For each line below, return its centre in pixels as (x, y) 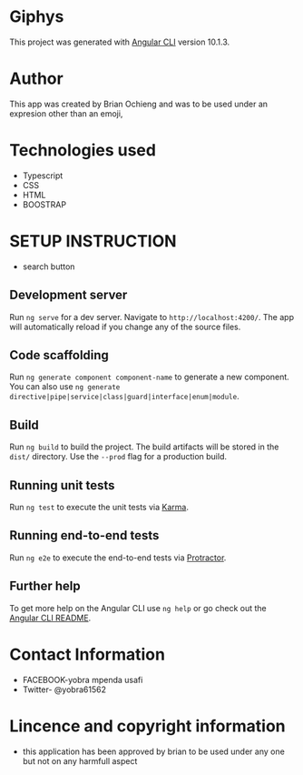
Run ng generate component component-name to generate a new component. (150, 377)
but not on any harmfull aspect (80, 760)
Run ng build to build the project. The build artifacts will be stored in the (144, 447)
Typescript (43, 176)
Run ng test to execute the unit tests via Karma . (99, 507)
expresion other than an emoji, (66, 113)
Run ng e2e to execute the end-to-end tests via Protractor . (118, 558)
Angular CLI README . (50, 618)
